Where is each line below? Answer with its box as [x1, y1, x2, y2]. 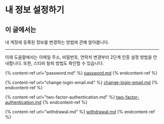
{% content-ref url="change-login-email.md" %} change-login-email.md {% [5, 80, 158, 85]
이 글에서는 [5, 25, 37, 34]
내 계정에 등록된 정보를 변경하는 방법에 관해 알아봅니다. [5, 40, 109, 45]
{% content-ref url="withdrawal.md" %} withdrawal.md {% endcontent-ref [5, 109, 155, 115]
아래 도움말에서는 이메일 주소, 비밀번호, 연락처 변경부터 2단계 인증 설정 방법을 [5, 54, 152, 60]
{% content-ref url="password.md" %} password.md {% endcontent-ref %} [5, 70, 158, 76]
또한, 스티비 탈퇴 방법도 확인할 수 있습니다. [23, 61, 104, 66]
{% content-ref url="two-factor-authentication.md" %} [5, 94, 115, 100]
